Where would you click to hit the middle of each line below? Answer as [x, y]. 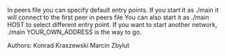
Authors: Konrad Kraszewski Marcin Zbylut [68, 45]
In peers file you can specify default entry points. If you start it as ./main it [113, 10]
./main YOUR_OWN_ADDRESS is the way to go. [74, 32]
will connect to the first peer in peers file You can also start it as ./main [108, 17]
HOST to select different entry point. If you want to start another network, [112, 25]
